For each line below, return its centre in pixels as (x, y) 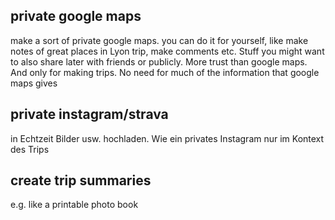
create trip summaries (81, 180)
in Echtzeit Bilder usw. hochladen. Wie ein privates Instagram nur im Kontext (167, 138)
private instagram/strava (89, 114)
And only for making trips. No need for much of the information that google (165, 72)
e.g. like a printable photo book (74, 205)
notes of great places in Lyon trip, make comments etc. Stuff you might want (167, 51)
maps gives (34, 83)
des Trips (30, 149)
